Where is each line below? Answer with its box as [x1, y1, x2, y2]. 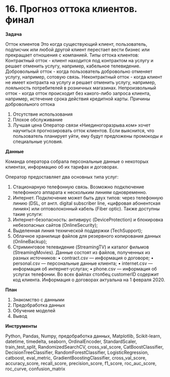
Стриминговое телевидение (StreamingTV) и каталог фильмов [12, 244, 150, 250]
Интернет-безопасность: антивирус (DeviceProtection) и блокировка [12, 217, 163, 223]
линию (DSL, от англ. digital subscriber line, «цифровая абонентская [12, 200, 161, 206]
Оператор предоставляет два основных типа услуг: [5, 173, 119, 180]
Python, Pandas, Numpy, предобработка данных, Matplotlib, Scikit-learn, [5, 333, 162, 339]
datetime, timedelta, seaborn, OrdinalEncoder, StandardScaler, [5, 338, 137, 345]
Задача [5, 31, 22, 37]
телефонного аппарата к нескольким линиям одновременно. [12, 189, 147, 195]
